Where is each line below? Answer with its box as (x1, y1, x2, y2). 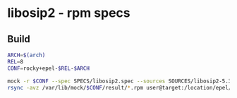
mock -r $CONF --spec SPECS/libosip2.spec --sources (7, 78, 166, 85)
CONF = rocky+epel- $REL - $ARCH (7, 65, 90, 72)
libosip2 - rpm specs (7, 5, 130, 21)
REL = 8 (7, 58, 23, 65)
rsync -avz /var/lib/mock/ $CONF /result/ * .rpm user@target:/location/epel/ (7, 84, 232, 91)
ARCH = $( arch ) (7, 51, 46, 59)
